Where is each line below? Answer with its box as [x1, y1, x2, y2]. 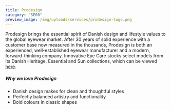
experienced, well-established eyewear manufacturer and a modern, [5, 47, 150, 54]
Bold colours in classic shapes [12, 99, 77, 105]
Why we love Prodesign [5, 75, 57, 81]
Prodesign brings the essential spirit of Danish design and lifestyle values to [5, 31, 166, 37]
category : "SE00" [5, 12, 43, 17]
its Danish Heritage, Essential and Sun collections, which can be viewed [5, 58, 158, 64]
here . [5, 63, 16, 70]
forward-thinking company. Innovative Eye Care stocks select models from [5, 53, 163, 59]
